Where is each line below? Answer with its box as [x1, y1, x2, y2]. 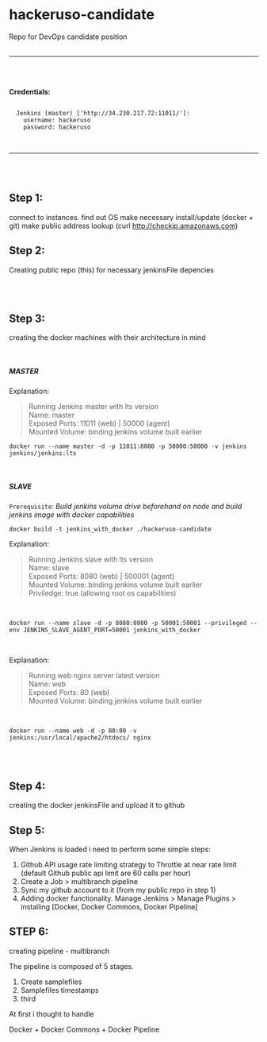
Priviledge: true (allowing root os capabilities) [28, 589, 177, 598]
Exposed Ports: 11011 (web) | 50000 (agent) [28, 419, 170, 428]
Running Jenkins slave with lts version [28, 554, 154, 565]
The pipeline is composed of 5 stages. [9, 961, 134, 971]
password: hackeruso [23, 123, 91, 131]
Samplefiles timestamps [20, 985, 100, 994]
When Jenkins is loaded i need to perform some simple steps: [9, 844, 211, 854]
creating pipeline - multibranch [9, 946, 110, 955]
